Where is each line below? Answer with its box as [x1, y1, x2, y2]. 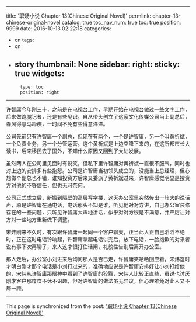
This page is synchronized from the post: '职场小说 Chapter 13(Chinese [6, 302, 177, 310]
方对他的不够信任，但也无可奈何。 [6, 182, 88, 189]
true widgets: [14, 68, 65, 79]
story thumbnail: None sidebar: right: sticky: [14, 60, 180, 70]
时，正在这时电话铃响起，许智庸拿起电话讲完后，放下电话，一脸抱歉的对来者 [6, 236, 190, 243]
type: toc [20, 84, 44, 90]
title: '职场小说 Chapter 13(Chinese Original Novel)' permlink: [6, 12, 152, 19]
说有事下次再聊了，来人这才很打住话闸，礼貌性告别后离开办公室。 [6, 243, 164, 250]
